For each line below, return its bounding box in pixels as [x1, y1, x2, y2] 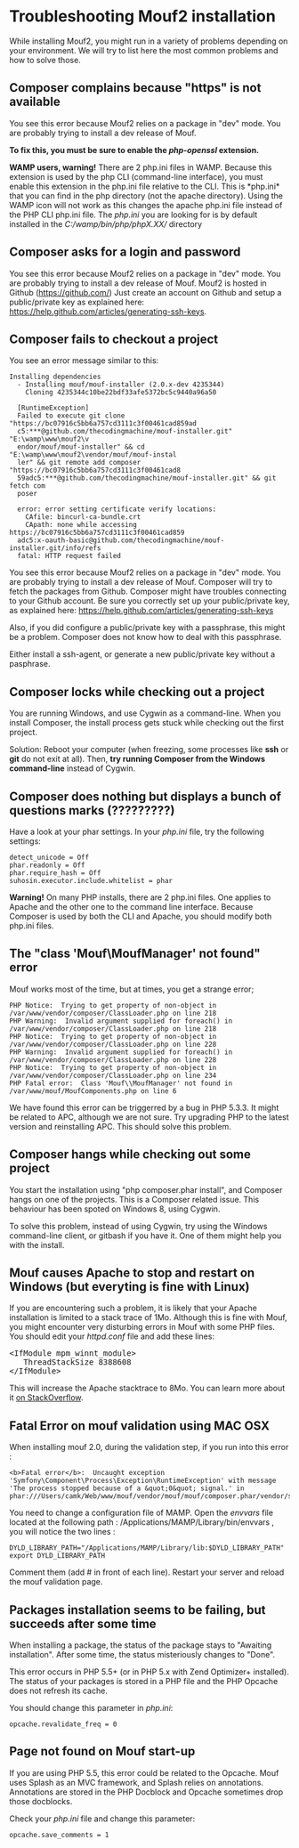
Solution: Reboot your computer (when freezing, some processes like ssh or [9, 744, 289, 755]
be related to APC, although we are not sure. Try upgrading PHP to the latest [9, 1111, 289, 1123]
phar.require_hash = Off [9, 869, 101, 878]
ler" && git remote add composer [17, 458, 141, 467]
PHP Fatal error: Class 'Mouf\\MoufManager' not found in [9, 1079, 233, 1088]
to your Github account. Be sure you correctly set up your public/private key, [9, 596, 290, 606]
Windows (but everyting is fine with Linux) [9, 1279, 251, 1294]
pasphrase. [9, 659, 51, 669]
